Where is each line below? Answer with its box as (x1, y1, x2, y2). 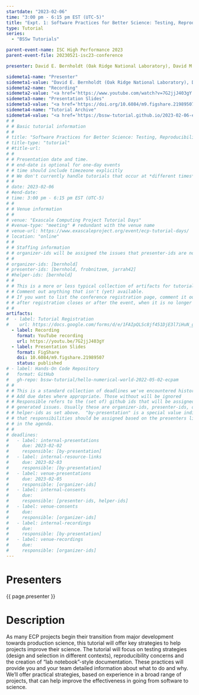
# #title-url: (6, 146, 41, 152)
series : (6, 31, 25, 37)
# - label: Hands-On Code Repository (6, 366, 99, 372)
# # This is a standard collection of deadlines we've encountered (6, 387, 176, 394)
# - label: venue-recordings (6, 537, 84, 543)
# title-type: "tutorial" (6, 140, 70, 146)
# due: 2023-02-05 (6, 476, 62, 482)
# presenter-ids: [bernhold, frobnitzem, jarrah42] (6, 267, 136, 273)
